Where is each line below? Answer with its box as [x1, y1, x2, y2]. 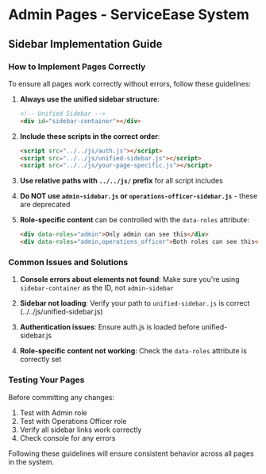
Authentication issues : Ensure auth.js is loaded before [19, 322, 200, 332]
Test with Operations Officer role [19, 416, 127, 426]
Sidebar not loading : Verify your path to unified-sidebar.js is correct [19, 299, 250, 308]
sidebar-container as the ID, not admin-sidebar [19, 283, 175, 293]
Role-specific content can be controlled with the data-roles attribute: [19, 215, 250, 225]
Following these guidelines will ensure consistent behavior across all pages [8, 449, 254, 458]
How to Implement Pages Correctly [8, 61, 146, 72]
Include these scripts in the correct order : [19, 131, 160, 141]
